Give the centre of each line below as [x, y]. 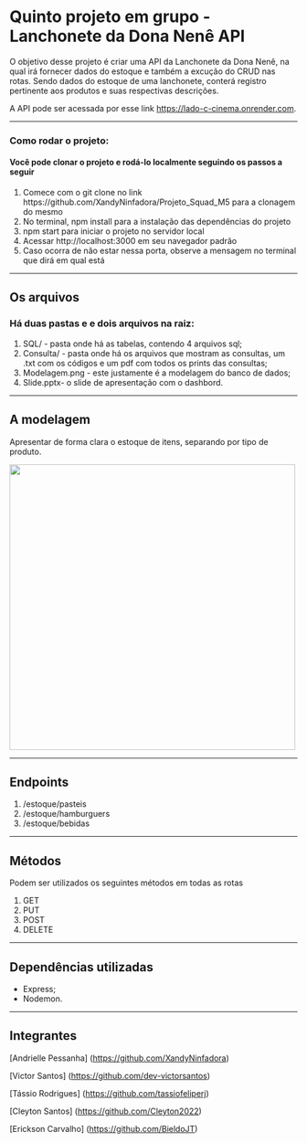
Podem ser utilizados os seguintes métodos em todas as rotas [127, 883]
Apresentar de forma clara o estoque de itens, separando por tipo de [139, 441]
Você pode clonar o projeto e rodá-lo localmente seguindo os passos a [146, 163]
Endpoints [39, 782]
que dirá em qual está [64, 260]
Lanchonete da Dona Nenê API [127, 36]
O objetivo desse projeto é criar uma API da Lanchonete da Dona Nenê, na [149, 61]
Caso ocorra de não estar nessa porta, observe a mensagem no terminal [159, 251]
